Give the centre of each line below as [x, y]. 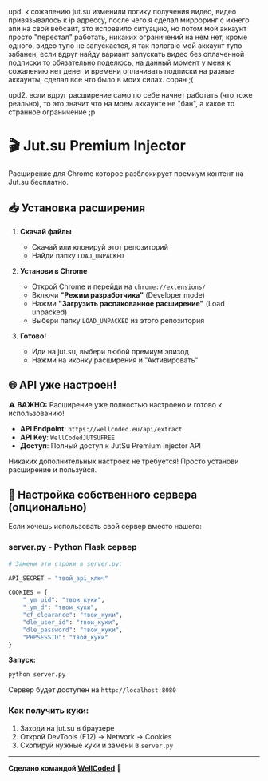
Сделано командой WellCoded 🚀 [65, 768]
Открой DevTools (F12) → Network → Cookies [96, 736]
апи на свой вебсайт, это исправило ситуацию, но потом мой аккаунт [128, 28]
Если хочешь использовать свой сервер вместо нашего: [105, 527]
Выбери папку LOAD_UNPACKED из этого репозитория [118, 320]
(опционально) [48, 507]
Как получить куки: [49, 711]
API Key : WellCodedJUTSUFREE [67, 437]
